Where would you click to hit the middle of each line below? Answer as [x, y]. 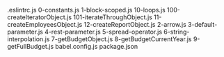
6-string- [176, 32]
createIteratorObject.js [39, 17]
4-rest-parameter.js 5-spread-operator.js [103, 32]
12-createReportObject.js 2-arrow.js [135, 24]
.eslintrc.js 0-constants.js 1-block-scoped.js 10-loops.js [86, 10]
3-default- [202, 24]
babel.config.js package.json [96, 46]
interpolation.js [29, 39]
